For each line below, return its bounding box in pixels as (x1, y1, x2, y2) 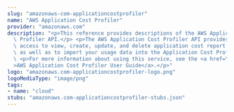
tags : (7, 81, 23, 88)
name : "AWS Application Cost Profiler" (7, 17, 123, 24)
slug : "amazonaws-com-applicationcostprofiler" (7, 10, 148, 17)
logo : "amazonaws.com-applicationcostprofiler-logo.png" (7, 68, 176, 75)
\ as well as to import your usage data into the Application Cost (13, 49, 214, 56)
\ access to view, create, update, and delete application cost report (13, 42, 226, 49)
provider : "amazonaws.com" (7, 23, 86, 30)
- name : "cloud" (7, 88, 54, 95)
